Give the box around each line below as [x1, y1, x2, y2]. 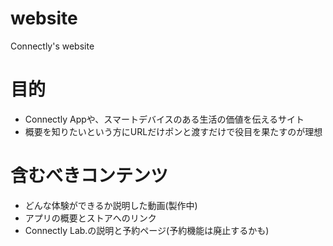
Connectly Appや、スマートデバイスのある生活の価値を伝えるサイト [24, 113, 305, 125]
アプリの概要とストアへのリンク [24, 212, 157, 224]
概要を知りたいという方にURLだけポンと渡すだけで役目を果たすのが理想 [24, 125, 323, 137]
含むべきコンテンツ [10, 165, 169, 187]
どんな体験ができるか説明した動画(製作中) [24, 199, 198, 211]
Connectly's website [10, 40, 95, 52]
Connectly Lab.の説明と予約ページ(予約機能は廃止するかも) [24, 224, 270, 236]
